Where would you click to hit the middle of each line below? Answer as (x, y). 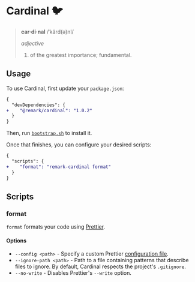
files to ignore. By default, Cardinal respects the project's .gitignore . (100, 266)
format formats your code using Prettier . (56, 227)
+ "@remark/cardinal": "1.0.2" (49, 110)
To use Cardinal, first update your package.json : (65, 88)
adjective (32, 43)
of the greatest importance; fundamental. (81, 55)
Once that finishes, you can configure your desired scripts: (79, 145)
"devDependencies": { (39, 105)
